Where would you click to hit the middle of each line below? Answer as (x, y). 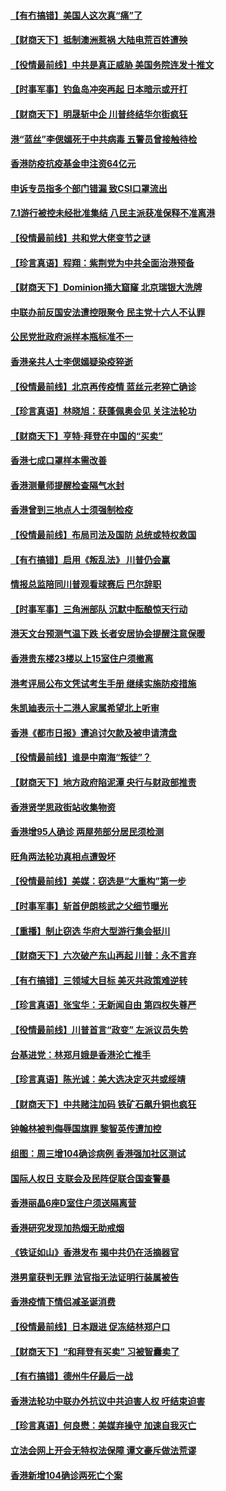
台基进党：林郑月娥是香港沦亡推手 (80, 1054)
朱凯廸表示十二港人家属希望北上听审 (85, 708)
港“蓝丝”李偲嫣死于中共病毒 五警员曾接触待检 (104, 139)
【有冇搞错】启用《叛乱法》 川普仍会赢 (90, 559)
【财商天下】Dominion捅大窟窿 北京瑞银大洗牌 (106, 287)
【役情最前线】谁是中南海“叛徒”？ (81, 757)
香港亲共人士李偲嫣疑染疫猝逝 (71, 361)
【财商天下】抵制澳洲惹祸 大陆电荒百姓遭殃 (99, 40)
